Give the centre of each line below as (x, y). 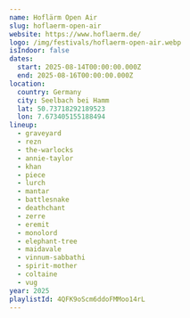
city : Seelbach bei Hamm (63, 100)
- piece (32, 175)
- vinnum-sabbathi (52, 258)
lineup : (24, 126)
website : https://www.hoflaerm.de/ (75, 34)
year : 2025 (29, 290)
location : (28, 84)
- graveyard (40, 134)
